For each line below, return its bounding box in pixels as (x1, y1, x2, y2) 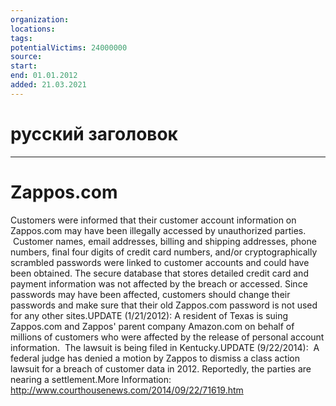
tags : (10, 33, 33, 43)
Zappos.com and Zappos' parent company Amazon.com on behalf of (10, 320, 295, 332)
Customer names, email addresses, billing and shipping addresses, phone (12, 235, 317, 247)
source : (10, 52, 43, 62)
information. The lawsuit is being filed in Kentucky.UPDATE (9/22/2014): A (10, 341, 320, 353)
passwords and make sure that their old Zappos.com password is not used (10, 299, 318, 311)
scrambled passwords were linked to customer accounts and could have (10, 256, 310, 268)
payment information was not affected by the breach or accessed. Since (10, 277, 308, 290)
